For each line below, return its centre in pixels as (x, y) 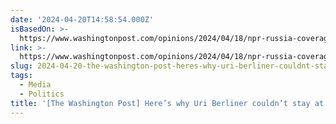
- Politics (42, 94)
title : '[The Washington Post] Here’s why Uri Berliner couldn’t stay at (167, 103)
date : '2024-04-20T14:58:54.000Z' (82, 19)
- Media (35, 85)
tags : (21, 76)
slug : (21, 66)
